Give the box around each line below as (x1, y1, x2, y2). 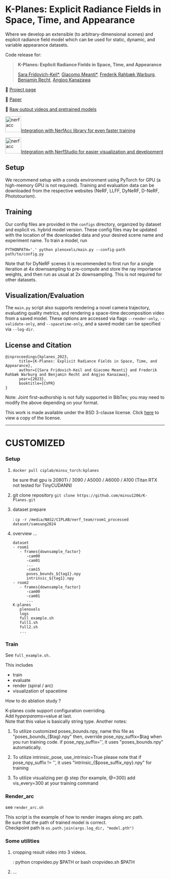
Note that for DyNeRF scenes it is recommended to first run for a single (5, 260, 154, 267)
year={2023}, (18, 377, 47, 382)
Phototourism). (5, 193, 36, 199)
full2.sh (19, 625, 38, 630)
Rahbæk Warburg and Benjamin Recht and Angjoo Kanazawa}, (5, 372, 130, 377)
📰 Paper (5, 96, 22, 102)
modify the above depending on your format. (5, 399, 99, 406)
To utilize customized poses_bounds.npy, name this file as (12, 728, 134, 734)
